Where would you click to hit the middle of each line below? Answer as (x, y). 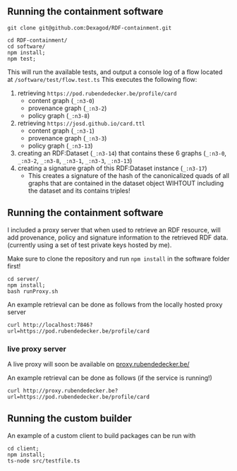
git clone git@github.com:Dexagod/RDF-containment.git (90, 28)
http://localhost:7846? (58, 325)
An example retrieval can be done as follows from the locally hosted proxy (115, 304)
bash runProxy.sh (33, 291)
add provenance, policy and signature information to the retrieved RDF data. (118, 237)
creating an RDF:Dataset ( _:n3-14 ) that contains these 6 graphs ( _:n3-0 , (122, 153)
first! (14, 266)
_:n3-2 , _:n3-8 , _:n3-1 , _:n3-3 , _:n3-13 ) (75, 160)
